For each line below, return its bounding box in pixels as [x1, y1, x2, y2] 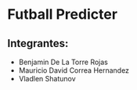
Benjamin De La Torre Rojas [18, 57, 109, 67]
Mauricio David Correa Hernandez [18, 66, 130, 75]
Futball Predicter [7, 5, 118, 23]
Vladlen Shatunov [18, 74, 76, 83]
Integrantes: [7, 37, 69, 50]
